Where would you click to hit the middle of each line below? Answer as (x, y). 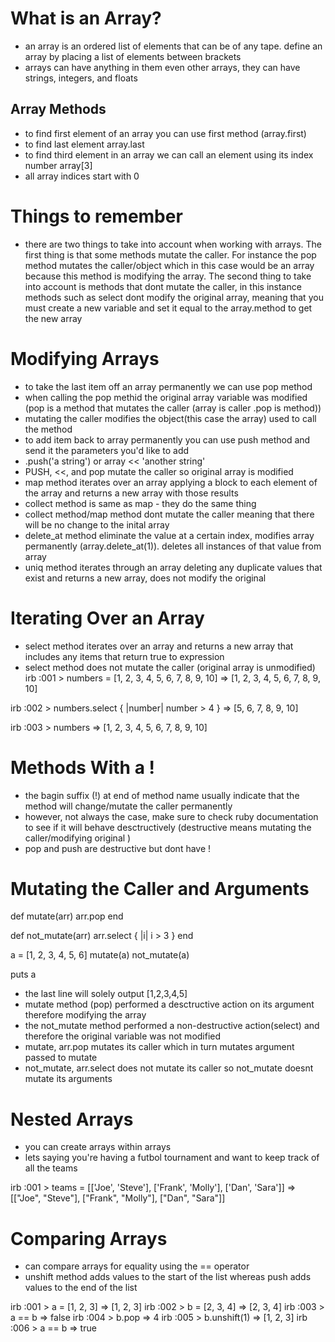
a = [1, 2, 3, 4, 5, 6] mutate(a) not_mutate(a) (100, 955)
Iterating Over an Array (107, 618)
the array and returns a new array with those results (131, 493)
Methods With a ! (83, 767)
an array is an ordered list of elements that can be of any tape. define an (173, 46)
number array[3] (58, 165)
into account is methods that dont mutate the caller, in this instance (163, 286)
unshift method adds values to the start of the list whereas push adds (168, 1277)
